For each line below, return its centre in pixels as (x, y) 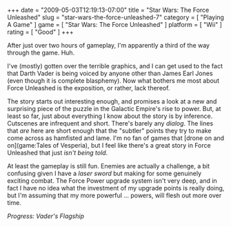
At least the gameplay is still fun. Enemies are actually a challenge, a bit (109, 166)
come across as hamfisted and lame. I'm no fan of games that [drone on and (116, 138)
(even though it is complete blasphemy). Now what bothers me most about (113, 81)
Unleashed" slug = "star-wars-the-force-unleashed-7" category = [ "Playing (115, 17)
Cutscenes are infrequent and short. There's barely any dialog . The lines (110, 123)
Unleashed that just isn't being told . (58, 152)
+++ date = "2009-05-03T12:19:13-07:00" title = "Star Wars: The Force (108, 10)
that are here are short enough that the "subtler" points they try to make (109, 131)
